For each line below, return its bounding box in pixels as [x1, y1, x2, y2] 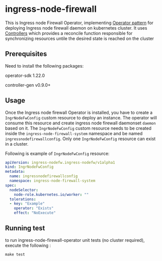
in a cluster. [5, 141, 28, 147]
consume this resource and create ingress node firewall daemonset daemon [5, 120, 156, 126]
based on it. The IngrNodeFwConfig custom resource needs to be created [5, 125, 152, 131]
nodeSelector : [9, 187, 38, 192]
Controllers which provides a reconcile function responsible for [5, 30, 133, 36]
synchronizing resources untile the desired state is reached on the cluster [5, 36, 154, 41]
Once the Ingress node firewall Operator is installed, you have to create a [5, 110, 153, 115]
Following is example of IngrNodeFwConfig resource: [5, 150, 109, 156]
